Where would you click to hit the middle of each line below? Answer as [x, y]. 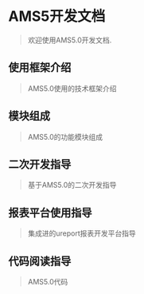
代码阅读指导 [40, 261]
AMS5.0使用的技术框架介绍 [72, 88]
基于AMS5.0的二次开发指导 [72, 185]
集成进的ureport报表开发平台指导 [82, 233]
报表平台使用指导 [50, 213]
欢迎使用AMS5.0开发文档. [70, 40]
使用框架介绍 [40, 68]
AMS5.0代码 [48, 282]
